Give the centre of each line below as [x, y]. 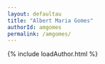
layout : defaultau [34, 14]
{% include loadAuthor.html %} [52, 54]
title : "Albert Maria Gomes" [50, 21]
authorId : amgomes [34, 27]
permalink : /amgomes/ [39, 34]
